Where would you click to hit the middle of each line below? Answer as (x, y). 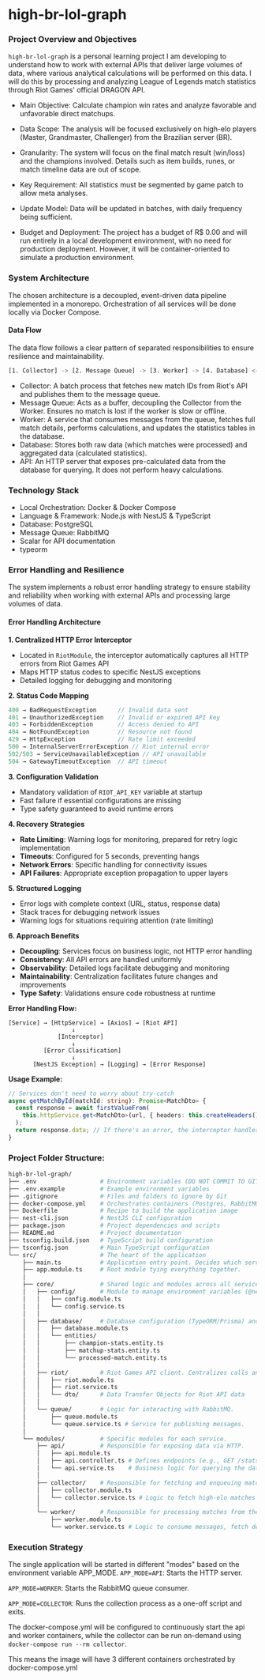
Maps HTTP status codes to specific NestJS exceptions (110, 672)
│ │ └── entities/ (60, 1336)
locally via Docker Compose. (55, 312)
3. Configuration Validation (53, 776)
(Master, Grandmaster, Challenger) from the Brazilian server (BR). (126, 138)
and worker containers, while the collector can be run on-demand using (125, 1636)
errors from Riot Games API (64, 663)
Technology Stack (44, 490)
